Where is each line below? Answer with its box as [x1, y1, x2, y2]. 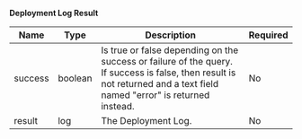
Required [248, 29, 289, 41]
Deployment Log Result [9, 8, 99, 18]
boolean [58, 72, 93, 84]
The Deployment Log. [101, 115, 192, 126]
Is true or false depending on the [101, 44, 239, 56]
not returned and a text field [101, 78, 218, 90]
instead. [101, 100, 135, 112]
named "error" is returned [101, 89, 210, 101]
